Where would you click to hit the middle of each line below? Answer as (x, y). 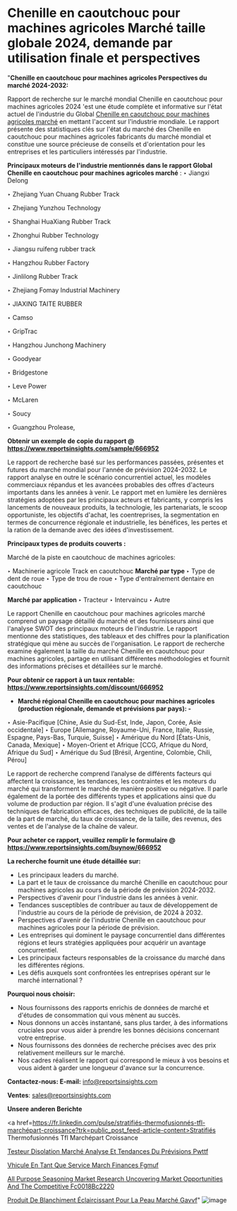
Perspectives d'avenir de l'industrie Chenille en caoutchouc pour (112, 920)
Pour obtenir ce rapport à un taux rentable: (71, 679)
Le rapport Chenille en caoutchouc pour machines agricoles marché (107, 613)
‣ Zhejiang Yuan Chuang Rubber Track (63, 194)
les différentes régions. (51, 965)
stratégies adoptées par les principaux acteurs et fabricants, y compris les (115, 500)
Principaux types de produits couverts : (67, 544)
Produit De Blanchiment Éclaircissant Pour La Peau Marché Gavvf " (104, 1200)
